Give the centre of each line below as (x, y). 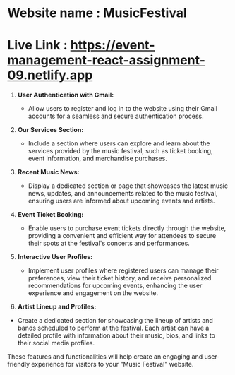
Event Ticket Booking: (50, 215)
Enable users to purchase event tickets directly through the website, (127, 228)
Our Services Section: (50, 130)
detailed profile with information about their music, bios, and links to (116, 335)
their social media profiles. (56, 343)
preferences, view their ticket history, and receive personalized (120, 278)
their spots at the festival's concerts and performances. (109, 243)
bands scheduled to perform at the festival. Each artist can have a (113, 328)
